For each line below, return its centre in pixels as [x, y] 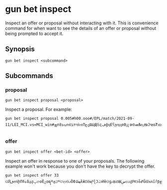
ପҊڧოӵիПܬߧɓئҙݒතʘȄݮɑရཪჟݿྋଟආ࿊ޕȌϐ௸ [43, 182]
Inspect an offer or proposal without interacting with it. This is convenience [82, 23]
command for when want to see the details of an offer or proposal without [81, 28]
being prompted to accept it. [34, 33]
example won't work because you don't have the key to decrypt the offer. [80, 166]
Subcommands [29, 76]
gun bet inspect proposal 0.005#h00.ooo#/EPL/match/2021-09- [70, 119]
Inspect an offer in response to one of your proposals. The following [75, 161]
